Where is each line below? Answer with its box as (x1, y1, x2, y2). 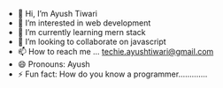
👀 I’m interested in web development (17, 18, 151, 28)
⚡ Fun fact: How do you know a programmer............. (17, 69, 208, 79)
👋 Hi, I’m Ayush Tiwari (17, 9, 98, 18)
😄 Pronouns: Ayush (17, 59, 90, 70)
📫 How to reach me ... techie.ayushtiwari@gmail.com (17, 47, 214, 56)
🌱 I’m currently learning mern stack (17, 27, 146, 37)
